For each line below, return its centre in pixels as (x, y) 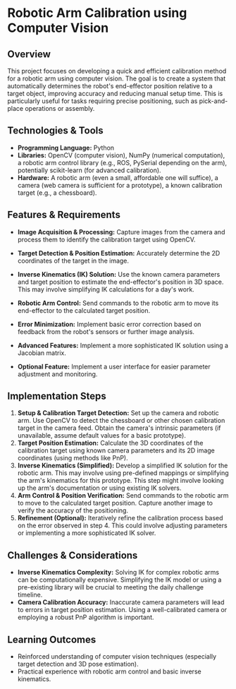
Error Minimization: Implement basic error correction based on (109, 324)
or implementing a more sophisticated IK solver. (87, 533)
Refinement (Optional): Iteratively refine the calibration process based (120, 518)
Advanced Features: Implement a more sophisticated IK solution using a (123, 345)
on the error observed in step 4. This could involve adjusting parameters (122, 526)
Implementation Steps (57, 396)
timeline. (30, 595)
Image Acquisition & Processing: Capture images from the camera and (121, 232)
